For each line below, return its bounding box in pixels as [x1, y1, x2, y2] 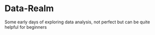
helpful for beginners [4, 24, 47, 30]
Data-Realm [4, 3, 54, 14]
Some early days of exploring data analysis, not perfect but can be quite [4, 19, 150, 25]
